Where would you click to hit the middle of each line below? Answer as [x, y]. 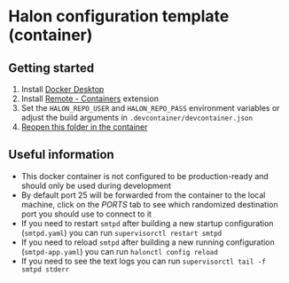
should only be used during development [96, 185]
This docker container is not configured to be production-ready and [145, 176]
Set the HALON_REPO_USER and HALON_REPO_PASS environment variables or [150, 108]
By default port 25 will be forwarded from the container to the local [143, 195]
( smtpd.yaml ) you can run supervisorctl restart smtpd [121, 232]
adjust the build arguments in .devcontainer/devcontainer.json [137, 118]
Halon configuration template [119, 16]
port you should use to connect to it [86, 214]
